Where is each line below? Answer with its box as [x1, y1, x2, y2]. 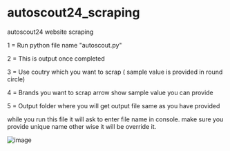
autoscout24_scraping [7, 5, 140, 21]
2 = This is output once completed [7, 54, 105, 63]
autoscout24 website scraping [7, 28, 94, 36]
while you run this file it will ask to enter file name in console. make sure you [7, 115, 224, 123]
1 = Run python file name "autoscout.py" [7, 41, 122, 49]
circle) [7, 74, 26, 83]
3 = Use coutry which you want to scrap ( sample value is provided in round [7, 68, 223, 76]
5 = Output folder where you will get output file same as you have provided [7, 101, 220, 110]
